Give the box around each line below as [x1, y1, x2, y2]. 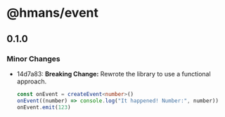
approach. [16, 77, 47, 85]
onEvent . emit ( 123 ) [16, 104, 71, 111]
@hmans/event [6, 5, 99, 21]
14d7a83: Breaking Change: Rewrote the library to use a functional [16, 69, 212, 78]
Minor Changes [6, 54, 60, 64]
